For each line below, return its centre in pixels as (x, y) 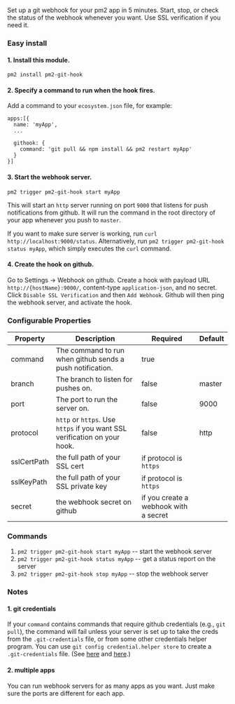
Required (167, 339)
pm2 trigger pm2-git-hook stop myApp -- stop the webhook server (113, 574)
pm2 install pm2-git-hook (45, 75)
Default (212, 339)
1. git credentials (32, 609)
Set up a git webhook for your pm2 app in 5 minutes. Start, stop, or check (113, 10)
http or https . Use (86, 420)
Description (95, 339)
